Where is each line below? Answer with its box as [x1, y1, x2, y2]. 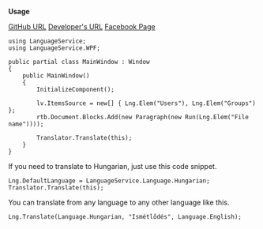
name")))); [8, 120, 44, 128]
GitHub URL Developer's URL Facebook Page [8, 22, 156, 31]
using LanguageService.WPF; [8, 44, 101, 52]
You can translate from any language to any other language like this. [8, 197, 230, 207]
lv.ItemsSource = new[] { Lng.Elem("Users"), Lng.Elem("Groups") [36, 99, 257, 107]
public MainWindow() [22, 72, 90, 80]
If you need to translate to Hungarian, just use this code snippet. [8, 162, 217, 171]
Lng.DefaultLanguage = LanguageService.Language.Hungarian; [8, 177, 211, 185]
